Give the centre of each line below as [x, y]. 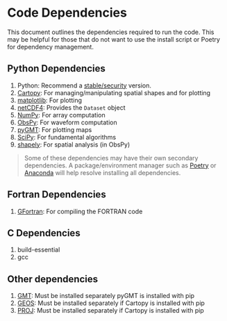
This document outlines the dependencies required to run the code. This [111, 32]
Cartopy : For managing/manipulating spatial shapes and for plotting [113, 92]
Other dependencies [53, 279]
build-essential [39, 250]
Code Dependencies [67, 13]
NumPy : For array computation [61, 115]
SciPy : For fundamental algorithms [67, 137]
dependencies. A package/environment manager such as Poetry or [120, 165]
